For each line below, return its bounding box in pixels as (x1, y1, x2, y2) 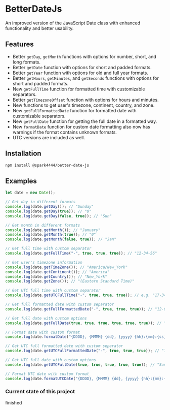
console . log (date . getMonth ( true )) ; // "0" (5, 232, 96, 237)
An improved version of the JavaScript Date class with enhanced (5, 20, 141, 26)
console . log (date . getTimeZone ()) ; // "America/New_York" (5, 265, 128, 270)
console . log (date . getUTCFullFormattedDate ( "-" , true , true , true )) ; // (5, 349, 160, 354)
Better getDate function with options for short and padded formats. (12, 64, 152, 70)
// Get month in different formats (5, 223, 80, 228)
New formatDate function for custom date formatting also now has (12, 123, 150, 130)
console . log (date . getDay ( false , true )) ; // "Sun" (5, 213, 112, 218)
